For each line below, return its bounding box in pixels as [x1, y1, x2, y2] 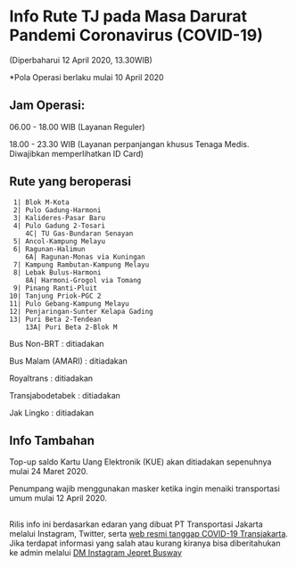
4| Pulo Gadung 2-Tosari [12, 221, 105, 230]
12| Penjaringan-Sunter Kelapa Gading [9, 307, 153, 316]
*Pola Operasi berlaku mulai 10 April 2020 [9, 71, 164, 82]
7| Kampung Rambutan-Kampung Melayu [12, 260, 150, 269]
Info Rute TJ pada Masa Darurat [9, 6, 248, 27]
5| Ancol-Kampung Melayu [12, 236, 105, 246]
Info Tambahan [9, 432, 95, 448]
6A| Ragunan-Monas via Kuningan [25, 252, 145, 261]
